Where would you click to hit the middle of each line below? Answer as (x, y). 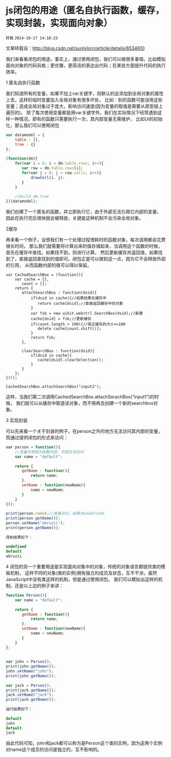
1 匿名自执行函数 (23, 83)
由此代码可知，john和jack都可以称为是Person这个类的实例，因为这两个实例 (84, 743)
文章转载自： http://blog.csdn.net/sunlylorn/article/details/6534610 (75, 48)
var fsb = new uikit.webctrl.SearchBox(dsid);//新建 (87, 314)
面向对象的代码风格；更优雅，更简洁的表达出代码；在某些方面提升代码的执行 (86, 65)
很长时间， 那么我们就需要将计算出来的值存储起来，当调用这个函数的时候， (84, 246)
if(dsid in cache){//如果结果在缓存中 (69, 298)
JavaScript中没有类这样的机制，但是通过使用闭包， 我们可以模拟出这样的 (82, 580)
